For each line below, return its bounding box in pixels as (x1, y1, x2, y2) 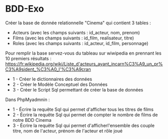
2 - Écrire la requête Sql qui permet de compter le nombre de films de (12, 112, 158, 118)
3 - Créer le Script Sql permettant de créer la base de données (12, 86, 143, 92)
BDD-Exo (5, 3, 44, 15)
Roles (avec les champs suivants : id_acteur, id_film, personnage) (12, 40, 149, 46)
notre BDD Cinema (12, 117, 52, 123)
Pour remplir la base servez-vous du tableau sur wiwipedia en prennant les (5, 50, 162, 56)
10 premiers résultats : (5, 55, 52, 61)
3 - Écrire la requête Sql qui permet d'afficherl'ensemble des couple (12, 122, 155, 128)
